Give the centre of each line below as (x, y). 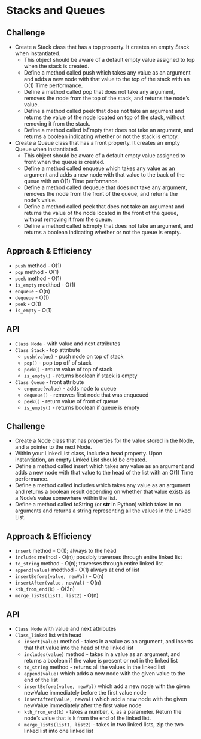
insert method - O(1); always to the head (66, 551)
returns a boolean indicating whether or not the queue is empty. (102, 232)
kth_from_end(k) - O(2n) (45, 589)
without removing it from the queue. (68, 219)
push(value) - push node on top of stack (74, 356)
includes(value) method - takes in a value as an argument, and (102, 654)
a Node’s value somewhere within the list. (66, 498)
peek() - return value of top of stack (68, 369)
